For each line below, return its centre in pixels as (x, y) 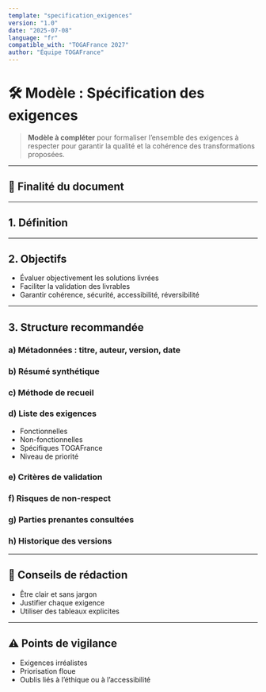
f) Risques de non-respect (60, 498)
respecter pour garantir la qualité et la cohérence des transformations (141, 146)
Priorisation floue (47, 671)
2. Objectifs (38, 259)
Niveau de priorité (49, 456)
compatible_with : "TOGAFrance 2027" (68, 45)
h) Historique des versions (60, 540)
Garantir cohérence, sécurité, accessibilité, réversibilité (109, 295)
